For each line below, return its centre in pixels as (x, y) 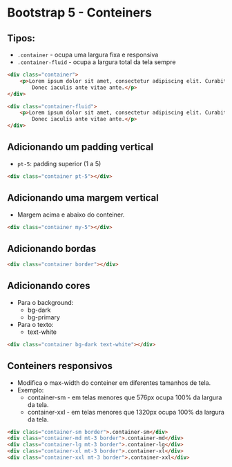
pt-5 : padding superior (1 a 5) (59, 163)
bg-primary (44, 317)
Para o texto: (35, 324)
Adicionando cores (49, 286)
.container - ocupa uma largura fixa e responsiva (88, 54)
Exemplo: (30, 390)
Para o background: (45, 302)
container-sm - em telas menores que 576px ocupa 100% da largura (125, 397)
